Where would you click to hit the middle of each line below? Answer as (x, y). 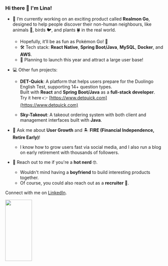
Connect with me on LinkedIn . (36, 193)
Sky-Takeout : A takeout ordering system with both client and (83, 115)
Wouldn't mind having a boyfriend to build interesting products (85, 172)
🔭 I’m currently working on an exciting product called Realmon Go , (81, 19)
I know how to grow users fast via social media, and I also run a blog (91, 147)
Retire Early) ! (26, 137)
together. (29, 178)
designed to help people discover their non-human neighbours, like (82, 24)
